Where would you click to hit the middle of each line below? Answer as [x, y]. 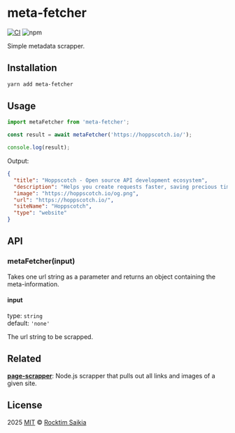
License [25, 405]
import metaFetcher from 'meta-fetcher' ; [69, 122]
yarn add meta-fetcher [40, 84]
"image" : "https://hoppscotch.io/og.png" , [76, 193]
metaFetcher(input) [41, 261]
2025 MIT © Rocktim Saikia [47, 422]
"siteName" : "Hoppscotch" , [53, 206]
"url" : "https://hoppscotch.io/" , [64, 200]
